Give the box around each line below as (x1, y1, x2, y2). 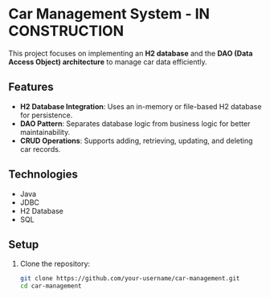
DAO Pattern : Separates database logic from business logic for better (19, 118, 251, 129)
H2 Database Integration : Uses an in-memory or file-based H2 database (19, 101, 262, 111)
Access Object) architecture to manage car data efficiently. (8, 57, 207, 67)
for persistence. (19, 110, 73, 120)
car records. (19, 144, 61, 153)
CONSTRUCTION (8, 22, 125, 40)
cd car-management (19, 282, 82, 290)
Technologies (8, 168, 79, 182)
